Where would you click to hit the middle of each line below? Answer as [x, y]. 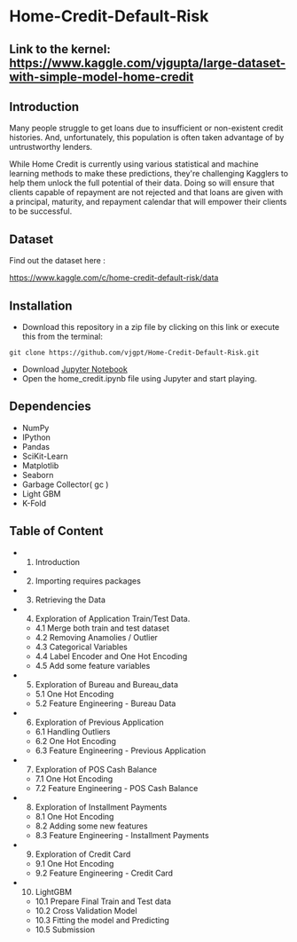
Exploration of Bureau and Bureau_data [107, 684]
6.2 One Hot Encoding [76, 741]
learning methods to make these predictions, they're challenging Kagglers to [149, 174]
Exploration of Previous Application [99, 722]
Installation [41, 306]
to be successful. [41, 211]
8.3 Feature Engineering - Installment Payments [122, 835]
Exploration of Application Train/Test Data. [113, 618]
